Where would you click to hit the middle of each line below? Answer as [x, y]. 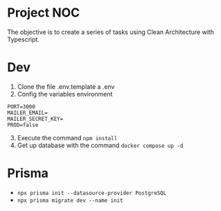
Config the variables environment [65, 94]
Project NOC [44, 13]
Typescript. [24, 39]
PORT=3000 [21, 107]
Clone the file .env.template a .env [66, 86]
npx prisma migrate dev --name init [70, 200]
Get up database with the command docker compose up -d [100, 145]
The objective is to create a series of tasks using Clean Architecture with [111, 32]
